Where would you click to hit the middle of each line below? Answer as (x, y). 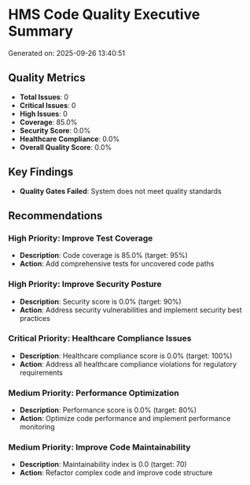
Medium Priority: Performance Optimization (94, 393)
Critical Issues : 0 (48, 105)
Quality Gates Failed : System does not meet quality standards (120, 191)
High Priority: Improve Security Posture (85, 284)
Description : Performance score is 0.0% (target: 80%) (108, 410)
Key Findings (41, 172)
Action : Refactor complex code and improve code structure (116, 473)
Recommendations (55, 216)
